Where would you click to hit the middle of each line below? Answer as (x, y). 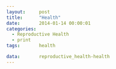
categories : (21, 29)
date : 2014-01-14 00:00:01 (49, 23)
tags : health (31, 46)
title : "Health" (34, 18)
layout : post (28, 12)
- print (22, 40)
